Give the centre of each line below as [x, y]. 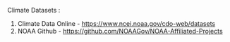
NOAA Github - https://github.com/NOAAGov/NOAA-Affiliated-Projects [120, 31]
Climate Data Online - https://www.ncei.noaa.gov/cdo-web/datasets [116, 23]
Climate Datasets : [34, 10]
